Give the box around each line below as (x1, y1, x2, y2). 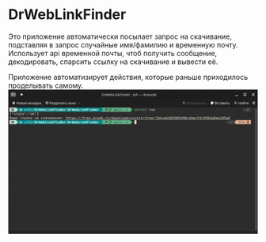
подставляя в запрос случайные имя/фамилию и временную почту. (8, 40, 239, 49)
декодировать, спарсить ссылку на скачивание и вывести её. (8, 57, 218, 66)
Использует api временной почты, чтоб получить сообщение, (8, 48, 218, 58)
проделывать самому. (8, 81, 84, 90)
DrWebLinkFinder (8, 6, 127, 24)
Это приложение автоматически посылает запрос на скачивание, (8, 32, 232, 41)
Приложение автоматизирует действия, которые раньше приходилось (8, 72, 248, 81)
